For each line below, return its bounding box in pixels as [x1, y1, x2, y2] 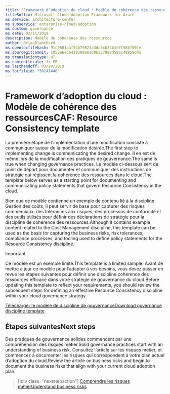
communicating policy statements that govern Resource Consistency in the [5, 182, 162, 188]
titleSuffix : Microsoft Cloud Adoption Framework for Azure [5, 12, 135, 17]
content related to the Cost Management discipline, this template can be [5, 224, 156, 230]
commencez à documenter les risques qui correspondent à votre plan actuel [5, 352, 165, 358]
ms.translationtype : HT [5, 54, 56, 60]
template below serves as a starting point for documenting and [5, 177, 137, 183]
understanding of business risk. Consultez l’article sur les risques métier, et [5, 346, 162, 352]
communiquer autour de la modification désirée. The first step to [5, 145, 139, 151]
